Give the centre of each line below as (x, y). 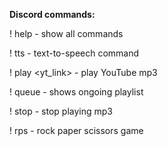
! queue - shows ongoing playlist (76, 92)
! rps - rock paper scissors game (76, 130)
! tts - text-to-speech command (74, 53)
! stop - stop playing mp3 (61, 111)
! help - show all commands (66, 33)
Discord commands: (52, 14)
